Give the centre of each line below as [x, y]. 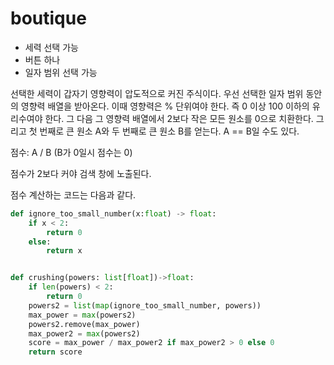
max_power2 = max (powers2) [84, 333]
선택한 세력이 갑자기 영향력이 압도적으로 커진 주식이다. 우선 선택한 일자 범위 [157, 93]
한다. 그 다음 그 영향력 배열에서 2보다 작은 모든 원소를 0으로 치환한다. [179, 118]
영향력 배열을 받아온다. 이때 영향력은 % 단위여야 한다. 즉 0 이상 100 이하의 [165, 106]
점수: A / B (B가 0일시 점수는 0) [71, 152]
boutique [48, 18]
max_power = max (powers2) [82, 315]
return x [64, 251]
